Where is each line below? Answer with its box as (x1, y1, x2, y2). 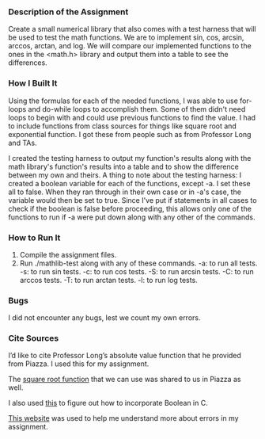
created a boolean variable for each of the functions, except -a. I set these (8, 178, 251, 188)
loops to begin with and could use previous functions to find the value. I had (8, 113, 256, 122)
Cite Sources (8, 333, 59, 344)
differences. (8, 58, 47, 67)
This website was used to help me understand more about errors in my (8, 414, 239, 423)
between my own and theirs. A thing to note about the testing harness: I (8, 170, 242, 180)
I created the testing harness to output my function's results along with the (8, 153, 252, 162)
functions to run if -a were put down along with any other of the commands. (8, 212, 256, 222)
